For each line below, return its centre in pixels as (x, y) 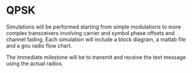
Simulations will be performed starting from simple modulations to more (94, 27)
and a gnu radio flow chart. (39, 46)
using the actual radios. (35, 64)
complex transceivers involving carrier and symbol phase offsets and (90, 33)
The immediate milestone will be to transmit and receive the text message (96, 57)
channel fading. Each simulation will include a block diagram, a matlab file (96, 39)
